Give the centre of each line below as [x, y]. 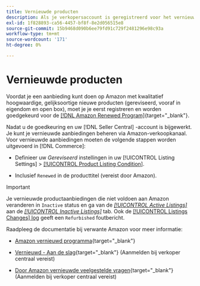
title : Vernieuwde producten [42, 12]
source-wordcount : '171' [37, 39]
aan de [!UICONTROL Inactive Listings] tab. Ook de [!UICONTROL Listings [97, 211]
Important [18, 187]
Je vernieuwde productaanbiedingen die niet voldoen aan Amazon [88, 198]
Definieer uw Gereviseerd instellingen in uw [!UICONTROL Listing [95, 157]
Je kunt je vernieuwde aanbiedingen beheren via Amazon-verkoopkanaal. [97, 133]
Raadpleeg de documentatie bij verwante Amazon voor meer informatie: [94, 229]
